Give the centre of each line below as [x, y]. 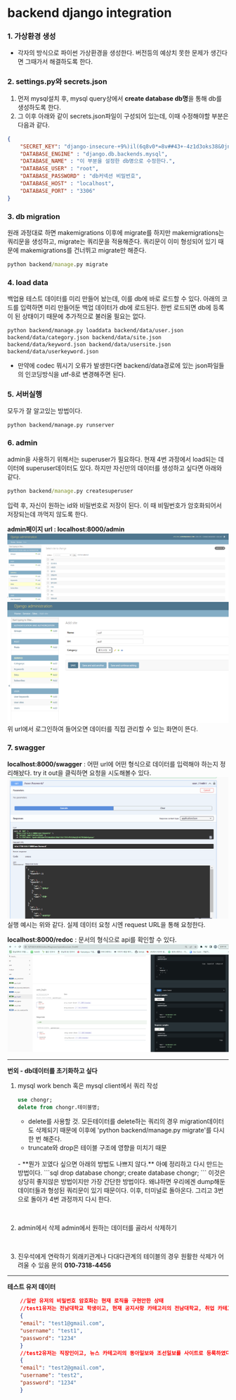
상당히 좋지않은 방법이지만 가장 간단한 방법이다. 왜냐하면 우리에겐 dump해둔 [122, 1182]
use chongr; [35, 1099]
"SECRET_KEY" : [40, 146]
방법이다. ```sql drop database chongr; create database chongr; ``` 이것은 [122, 1173]
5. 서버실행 [25, 394]
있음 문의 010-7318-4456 [75, 1266]
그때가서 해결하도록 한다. [59, 62]
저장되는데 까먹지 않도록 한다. [48, 514]
